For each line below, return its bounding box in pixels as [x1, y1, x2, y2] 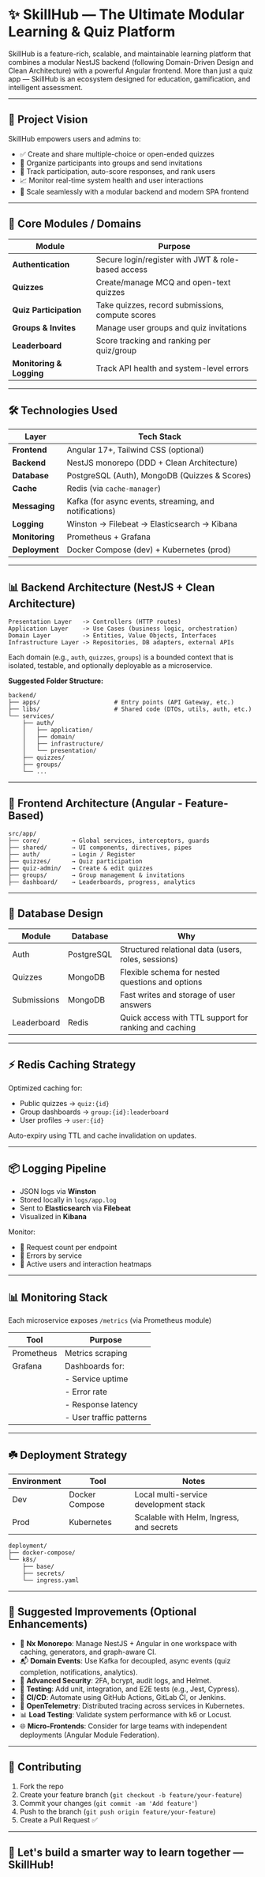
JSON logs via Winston [19, 1187, 96, 1196]
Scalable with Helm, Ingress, [134, 1512, 240, 1523]
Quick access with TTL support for [119, 1012, 248, 1023]
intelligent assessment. [8, 82, 83, 92]
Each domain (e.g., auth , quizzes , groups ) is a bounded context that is [8, 652, 234, 662]
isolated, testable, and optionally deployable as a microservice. [8, 661, 213, 670]
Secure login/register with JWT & [95, 254, 218, 265]
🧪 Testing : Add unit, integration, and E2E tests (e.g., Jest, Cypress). [19, 1684, 240, 1694]
